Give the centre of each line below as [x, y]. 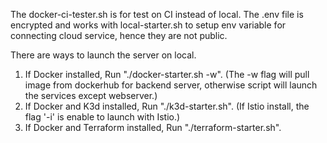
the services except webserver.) [91, 95]
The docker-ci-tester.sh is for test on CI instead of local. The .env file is [157, 14]
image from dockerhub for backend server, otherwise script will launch [171, 85]
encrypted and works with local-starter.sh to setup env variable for [148, 25]
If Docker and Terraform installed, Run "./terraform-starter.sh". [153, 127]
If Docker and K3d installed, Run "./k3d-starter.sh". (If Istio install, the [167, 106]
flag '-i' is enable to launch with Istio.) [102, 117]
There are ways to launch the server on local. [103, 55]
